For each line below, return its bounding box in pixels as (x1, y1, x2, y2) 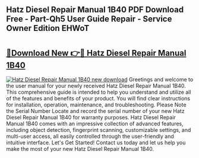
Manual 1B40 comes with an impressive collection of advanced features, (6, 120, 184, 127)
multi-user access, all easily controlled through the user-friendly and (6, 133, 174, 140)
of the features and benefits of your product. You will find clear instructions (6, 95, 191, 102)
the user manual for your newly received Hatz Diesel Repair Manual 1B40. (6, 83, 186, 89)
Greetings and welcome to (128, 76, 194, 83)
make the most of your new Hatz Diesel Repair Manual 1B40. (6, 146, 154, 152)
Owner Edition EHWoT (6, 23, 90, 33)
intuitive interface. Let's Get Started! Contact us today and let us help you (6, 139, 186, 146)
